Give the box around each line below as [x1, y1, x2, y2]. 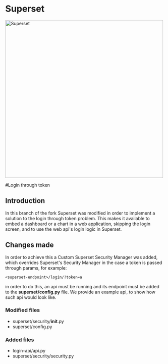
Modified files [5, 306, 40, 314]
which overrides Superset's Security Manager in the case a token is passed [5, 259, 162, 266]
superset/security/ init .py [12, 318, 64, 324]
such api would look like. [5, 294, 57, 300]
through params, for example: [5, 265, 67, 271]
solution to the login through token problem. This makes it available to [5, 215, 150, 221]
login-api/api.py [12, 348, 46, 354]
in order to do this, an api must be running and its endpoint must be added [5, 283, 160, 289]
